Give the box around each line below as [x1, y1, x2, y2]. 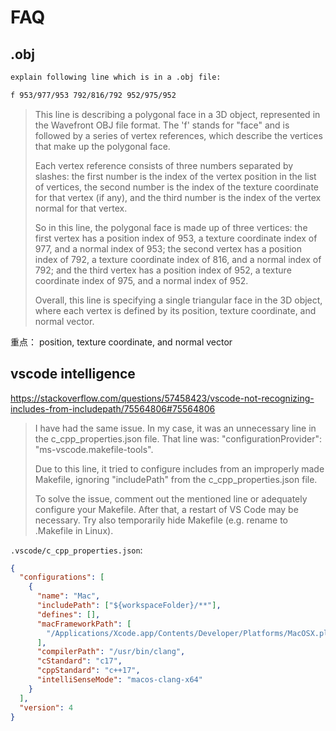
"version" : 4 [19, 702, 74, 713]
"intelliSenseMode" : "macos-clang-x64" [36, 675, 203, 685]
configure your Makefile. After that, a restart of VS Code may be [34, 503, 299, 515]
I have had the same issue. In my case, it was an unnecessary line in [34, 422, 317, 434]
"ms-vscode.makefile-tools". [34, 443, 154, 455]
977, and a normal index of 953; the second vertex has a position [34, 242, 303, 255]
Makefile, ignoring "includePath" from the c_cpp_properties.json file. [34, 473, 318, 485]
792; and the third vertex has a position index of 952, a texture [34, 264, 292, 276]
